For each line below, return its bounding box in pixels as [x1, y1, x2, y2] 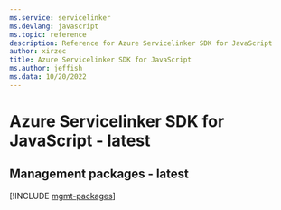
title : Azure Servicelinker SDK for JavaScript [9, 55, 192, 64]
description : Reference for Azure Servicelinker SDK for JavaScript [9, 38, 273, 48]
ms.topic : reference [9, 30, 88, 39]
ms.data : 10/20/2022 [9, 72, 88, 81]
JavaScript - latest [9, 130, 151, 150]
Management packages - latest [9, 167, 190, 182]
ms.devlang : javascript [9, 22, 99, 31]
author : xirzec [9, 47, 67, 56]
